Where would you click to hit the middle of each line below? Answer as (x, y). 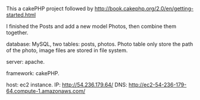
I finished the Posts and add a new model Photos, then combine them (91, 26)
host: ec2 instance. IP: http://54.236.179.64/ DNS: (67, 85)
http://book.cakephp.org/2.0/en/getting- (144, 9)
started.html (21, 15)
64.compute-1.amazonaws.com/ (46, 91)
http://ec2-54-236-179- (157, 85)
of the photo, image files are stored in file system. (67, 50)
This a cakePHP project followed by (50, 9)
